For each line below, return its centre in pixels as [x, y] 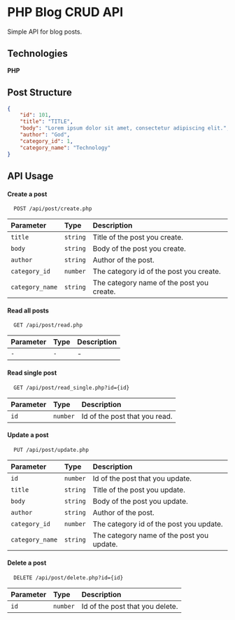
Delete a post [27, 563]
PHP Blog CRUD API [65, 12]
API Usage [30, 176]
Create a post [27, 194]
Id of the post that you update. [142, 478]
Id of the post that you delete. [130, 606]
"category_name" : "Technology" [65, 148]
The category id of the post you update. [158, 524]
